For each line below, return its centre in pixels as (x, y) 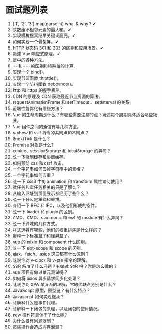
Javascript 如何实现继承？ (38, 296)
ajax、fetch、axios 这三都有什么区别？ (51, 254)
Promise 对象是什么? (33, 145)
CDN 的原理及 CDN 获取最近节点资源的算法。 (58, 96)
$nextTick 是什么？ (31, 138)
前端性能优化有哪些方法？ (38, 108)
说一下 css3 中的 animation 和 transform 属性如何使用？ (68, 181)
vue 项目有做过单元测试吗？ (40, 272)
